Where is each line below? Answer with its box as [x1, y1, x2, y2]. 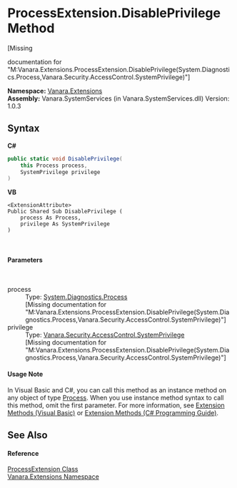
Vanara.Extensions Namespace [7, 472, 100, 481]
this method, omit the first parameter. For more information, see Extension [7, 401, 225, 410]
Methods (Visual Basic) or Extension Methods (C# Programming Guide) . [7, 408, 219, 417]
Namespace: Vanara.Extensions [7, 86, 103, 95]
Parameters [7, 255, 43, 264]
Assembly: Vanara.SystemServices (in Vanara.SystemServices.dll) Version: [7, 94, 230, 103]
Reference [7, 449, 39, 457]
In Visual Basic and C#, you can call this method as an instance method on [7, 385, 227, 394]
